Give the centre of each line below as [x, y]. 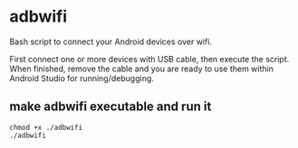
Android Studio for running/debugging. [82, 78]
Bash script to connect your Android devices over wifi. [111, 42]
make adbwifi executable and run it [111, 107]
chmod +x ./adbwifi [46, 127]
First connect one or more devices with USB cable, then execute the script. [149, 59]
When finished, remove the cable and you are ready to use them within [141, 69]
